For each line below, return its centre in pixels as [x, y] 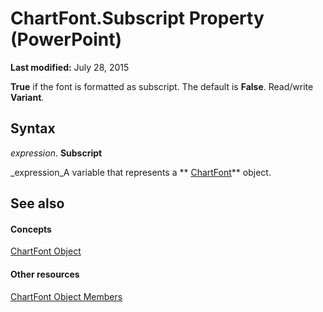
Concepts [31, 229]
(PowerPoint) [66, 39]
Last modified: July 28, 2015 [70, 67]
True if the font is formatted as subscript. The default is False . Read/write [162, 86]
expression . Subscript [56, 153]
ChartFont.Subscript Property [137, 18]
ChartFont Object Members [66, 296]
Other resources [45, 274]
